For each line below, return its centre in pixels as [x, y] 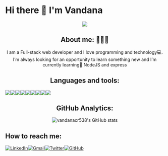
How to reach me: [34, 136]
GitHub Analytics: [85, 108]
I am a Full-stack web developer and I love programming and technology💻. [85, 52]
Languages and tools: [85, 81]
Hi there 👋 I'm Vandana [54, 10]
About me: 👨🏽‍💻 [85, 40]
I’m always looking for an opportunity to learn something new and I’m [85, 59]
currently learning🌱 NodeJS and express [85, 64]
